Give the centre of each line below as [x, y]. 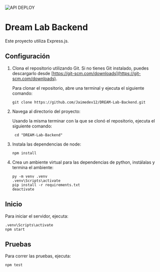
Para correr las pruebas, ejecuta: [38, 256]
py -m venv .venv [30, 176]
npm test [14, 265]
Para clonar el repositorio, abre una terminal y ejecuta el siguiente [78, 88]
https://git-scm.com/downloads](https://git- [97, 73]
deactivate [23, 189]
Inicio [14, 204]
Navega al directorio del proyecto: [46, 111]
